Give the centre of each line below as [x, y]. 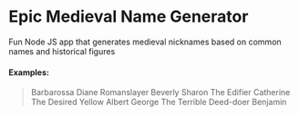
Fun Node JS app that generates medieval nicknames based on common [145, 42]
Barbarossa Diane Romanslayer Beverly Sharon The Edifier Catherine [160, 92]
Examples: [29, 72]
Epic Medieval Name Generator [129, 17]
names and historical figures [62, 51]
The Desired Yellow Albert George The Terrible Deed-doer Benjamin [159, 102]
